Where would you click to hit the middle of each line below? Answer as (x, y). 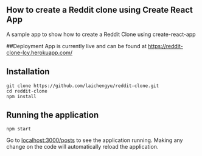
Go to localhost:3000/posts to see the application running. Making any (95, 140)
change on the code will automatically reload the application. (82, 147)
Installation (28, 72)
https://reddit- (166, 46)
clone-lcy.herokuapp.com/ (40, 52)
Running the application (53, 115)
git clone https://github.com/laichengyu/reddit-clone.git (83, 86)
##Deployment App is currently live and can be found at (77, 46)
